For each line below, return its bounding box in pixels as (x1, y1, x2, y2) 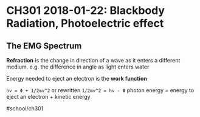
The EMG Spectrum (6, 41, 82, 51)
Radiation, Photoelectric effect (6, 16, 164, 30)
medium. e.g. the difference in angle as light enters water (6, 63, 150, 70)
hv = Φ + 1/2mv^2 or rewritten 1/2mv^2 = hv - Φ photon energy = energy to (6, 87, 195, 94)
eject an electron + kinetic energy (6, 93, 91, 100)
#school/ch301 (6, 105, 44, 112)
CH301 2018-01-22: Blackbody (6, 4, 165, 18)
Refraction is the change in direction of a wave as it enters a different (6, 57, 181, 64)
